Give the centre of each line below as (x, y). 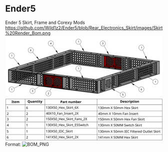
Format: (13, 144)
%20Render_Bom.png (28, 33)
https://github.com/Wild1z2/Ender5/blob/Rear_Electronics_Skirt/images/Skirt (84, 27)
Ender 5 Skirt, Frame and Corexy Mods (45, 22)
